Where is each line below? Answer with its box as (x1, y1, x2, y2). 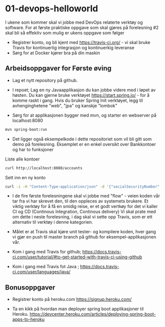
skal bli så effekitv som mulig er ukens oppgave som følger (5, 30, 125, 36)
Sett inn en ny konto (5, 174, 46, 180)
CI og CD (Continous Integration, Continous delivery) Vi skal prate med (12, 208, 156, 215)
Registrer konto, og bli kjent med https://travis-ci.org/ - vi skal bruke (12, 39, 151, 45)
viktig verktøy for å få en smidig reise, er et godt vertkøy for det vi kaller (12, 204, 158, 209)
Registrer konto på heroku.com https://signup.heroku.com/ (12, 296, 132, 302)
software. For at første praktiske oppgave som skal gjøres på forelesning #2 (5, 24, 159, 30)
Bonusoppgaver (5, 283, 56, 291)
